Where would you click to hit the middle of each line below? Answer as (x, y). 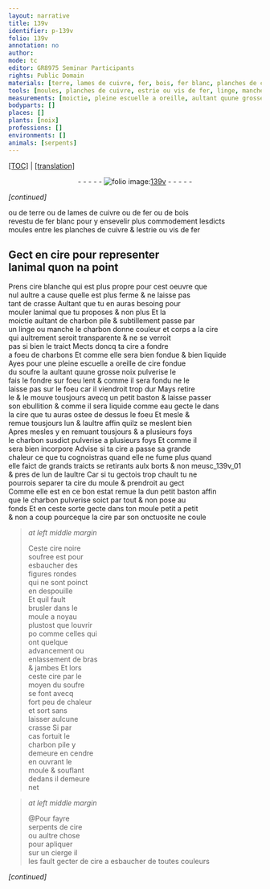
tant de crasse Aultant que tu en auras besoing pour (94, 304)
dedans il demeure (59, 779)
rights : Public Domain (46, 76)
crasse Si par (50, 727)
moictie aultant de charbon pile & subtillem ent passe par (102, 321)
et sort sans (48, 711)
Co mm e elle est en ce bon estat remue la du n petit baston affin (112, 492)
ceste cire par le (55, 677)
